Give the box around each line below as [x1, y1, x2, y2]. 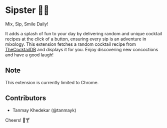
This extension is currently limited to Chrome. [5, 79, 99, 85]
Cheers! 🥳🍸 [5, 117, 30, 123]
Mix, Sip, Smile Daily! [5, 21, 48, 27]
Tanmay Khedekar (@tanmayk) [12, 107, 76, 113]
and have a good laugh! [5, 52, 54, 58]
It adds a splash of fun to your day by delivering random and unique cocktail [5, 30, 162, 36]
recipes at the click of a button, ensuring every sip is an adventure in [5, 36, 146, 42]
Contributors [5, 94, 46, 103]
